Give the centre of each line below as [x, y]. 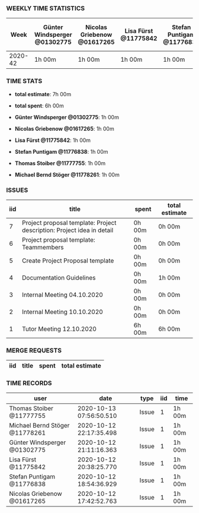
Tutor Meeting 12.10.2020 [59, 329]
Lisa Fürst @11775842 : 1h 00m [52, 140]
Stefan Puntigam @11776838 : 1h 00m [61, 151]
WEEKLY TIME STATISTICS [46, 8]
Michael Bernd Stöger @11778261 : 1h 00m [67, 175]
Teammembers [43, 247]
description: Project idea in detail [68, 230]
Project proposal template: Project [69, 223]
